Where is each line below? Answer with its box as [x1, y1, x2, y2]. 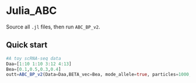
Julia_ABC [6, 4, 57, 17]
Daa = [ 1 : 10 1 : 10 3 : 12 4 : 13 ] [6, 61, 72, 67]
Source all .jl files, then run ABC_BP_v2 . [6, 23, 100, 30]
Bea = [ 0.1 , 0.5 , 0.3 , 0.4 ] [6, 66, 61, 72]
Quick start [6, 40, 48, 50]
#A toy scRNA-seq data [6, 55, 61, 62]
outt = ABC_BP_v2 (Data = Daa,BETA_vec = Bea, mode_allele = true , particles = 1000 [6, 71, 190, 78]
